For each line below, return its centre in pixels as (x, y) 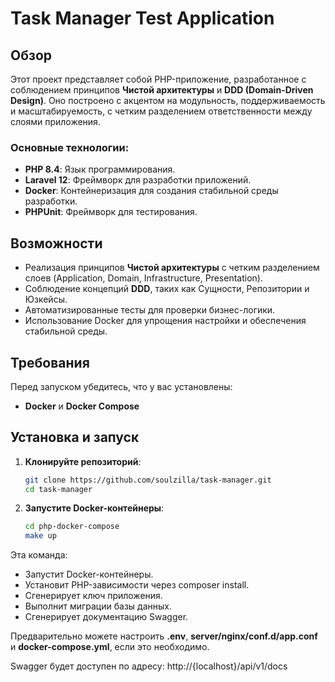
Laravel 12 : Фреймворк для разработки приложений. (138, 180)
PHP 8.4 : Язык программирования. (100, 169)
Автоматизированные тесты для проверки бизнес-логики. (150, 310)
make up (40, 536)
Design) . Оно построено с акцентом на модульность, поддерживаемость (168, 100)
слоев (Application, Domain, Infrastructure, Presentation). (143, 278)
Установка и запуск (75, 437)
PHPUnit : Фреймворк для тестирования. (111, 212)
